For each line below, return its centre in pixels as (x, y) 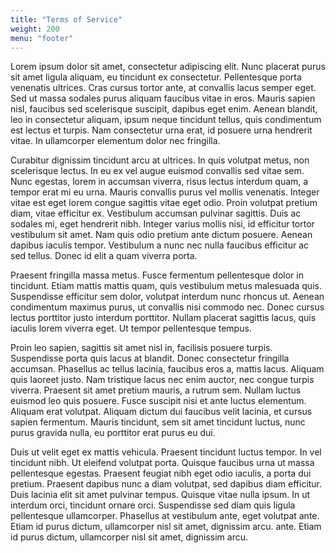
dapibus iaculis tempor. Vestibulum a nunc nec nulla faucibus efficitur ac (160, 245)
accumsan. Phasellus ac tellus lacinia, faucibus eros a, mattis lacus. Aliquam (167, 369)
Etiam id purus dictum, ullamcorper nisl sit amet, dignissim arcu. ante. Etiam (166, 527)
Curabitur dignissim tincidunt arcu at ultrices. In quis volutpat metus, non (160, 160)
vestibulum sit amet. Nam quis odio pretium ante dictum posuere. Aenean (161, 235)
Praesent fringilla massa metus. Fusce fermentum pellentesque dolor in (157, 275)
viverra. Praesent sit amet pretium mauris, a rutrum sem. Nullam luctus (156, 390)
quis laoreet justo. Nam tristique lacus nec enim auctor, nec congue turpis (162, 380)
